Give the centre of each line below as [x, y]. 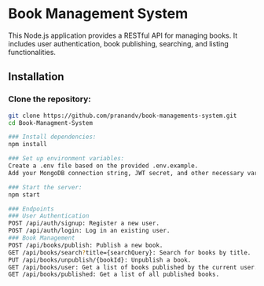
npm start [24, 194]
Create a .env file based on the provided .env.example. [103, 166]
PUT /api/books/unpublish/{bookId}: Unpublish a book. [100, 260]
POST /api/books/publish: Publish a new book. [86, 245]
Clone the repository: [50, 99]
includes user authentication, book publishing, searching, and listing [119, 43]
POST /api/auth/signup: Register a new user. [84, 224]
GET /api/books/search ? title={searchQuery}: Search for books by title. [130, 252]
